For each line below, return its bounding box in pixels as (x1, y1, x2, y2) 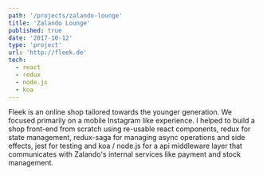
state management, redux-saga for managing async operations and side (8, 133, 245, 142)
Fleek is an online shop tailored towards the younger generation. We (8, 107, 233, 117)
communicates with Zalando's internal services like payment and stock (8, 150, 241, 159)
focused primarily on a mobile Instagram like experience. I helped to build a (8, 116, 255, 126)
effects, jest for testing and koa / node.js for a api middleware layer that (8, 141, 243, 151)
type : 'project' (8, 41, 62, 49)
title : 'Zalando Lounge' (8, 19, 91, 27)
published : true (8, 26, 62, 34)
